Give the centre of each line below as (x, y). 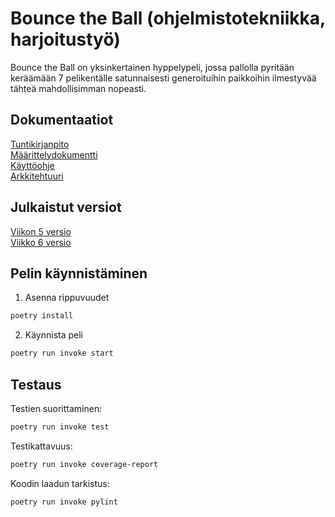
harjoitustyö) (65, 39)
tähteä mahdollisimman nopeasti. (78, 88)
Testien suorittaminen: (56, 408)
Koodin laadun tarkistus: (60, 483)
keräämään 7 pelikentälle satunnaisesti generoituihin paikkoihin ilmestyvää (163, 78)
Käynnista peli (54, 335)
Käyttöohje (32, 165)
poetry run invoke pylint (64, 502)
